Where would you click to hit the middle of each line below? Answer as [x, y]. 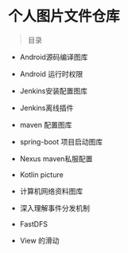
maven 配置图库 [46, 125]
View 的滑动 [39, 240]
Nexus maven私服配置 [56, 158]
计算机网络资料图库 [51, 191]
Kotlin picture [41, 174]
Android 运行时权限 [51, 73]
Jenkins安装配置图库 [53, 91]
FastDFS [33, 223]
